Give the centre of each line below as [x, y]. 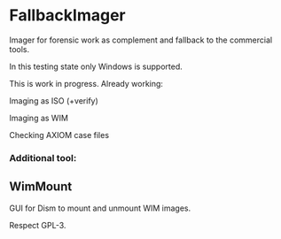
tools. [20, 49]
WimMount [41, 187]
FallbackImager [67, 15]
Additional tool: [43, 158]
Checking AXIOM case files [59, 135]
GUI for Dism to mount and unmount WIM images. [100, 208]
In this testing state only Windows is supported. [96, 66]
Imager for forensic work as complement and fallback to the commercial [141, 40]
